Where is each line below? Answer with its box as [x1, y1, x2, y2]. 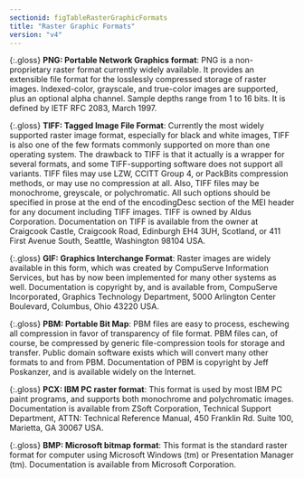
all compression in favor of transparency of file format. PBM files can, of [9, 328, 279, 339]
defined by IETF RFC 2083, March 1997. [9, 103, 157, 114]
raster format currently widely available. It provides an [52, 64, 255, 75]
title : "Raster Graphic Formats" [9, 22, 136, 31]
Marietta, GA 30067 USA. [9, 422, 104, 434]
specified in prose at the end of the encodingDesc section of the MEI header [9, 197, 295, 208]
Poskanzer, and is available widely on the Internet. [9, 367, 196, 378]
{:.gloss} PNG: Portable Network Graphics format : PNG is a [9, 55, 233, 66]
